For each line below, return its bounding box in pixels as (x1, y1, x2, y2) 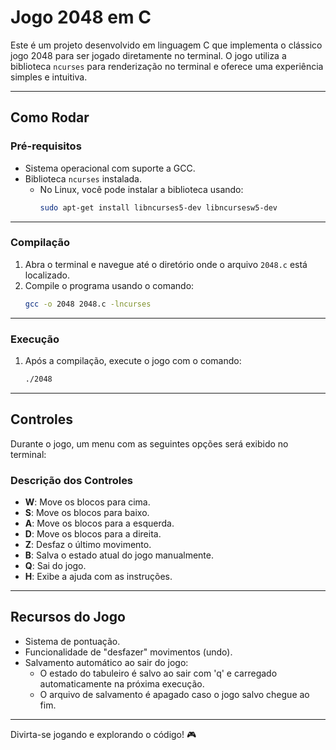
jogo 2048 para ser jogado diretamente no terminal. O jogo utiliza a (10, 49, 287, 61)
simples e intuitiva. (10, 71, 88, 83)
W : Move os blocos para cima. (24, 496, 151, 508)
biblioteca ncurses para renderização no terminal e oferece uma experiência (10, 60, 324, 72)
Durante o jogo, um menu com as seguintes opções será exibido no (10, 437, 289, 450)
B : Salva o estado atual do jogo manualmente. (24, 549, 215, 561)
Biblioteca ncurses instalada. (24, 172, 142, 185)
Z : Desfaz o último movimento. (24, 538, 152, 550)
